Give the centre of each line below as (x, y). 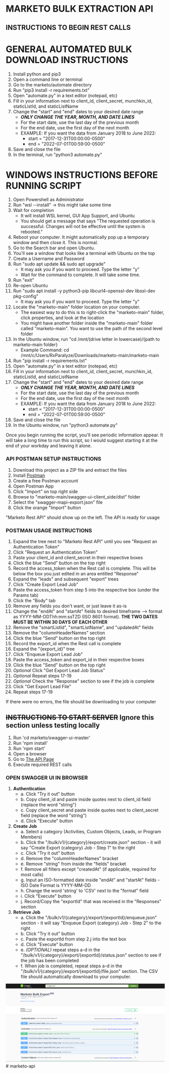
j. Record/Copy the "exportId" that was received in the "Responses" (91, 902)
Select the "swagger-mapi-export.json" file (58, 502)
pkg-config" (26, 296)
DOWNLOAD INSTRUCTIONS (67, 60)
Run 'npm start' (29, 748)
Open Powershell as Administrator (48, 200)
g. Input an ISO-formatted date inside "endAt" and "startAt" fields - (90, 880)
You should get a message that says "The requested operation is (88, 221)
